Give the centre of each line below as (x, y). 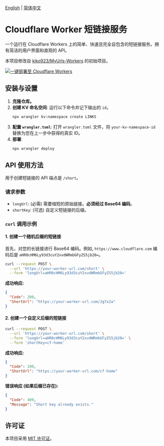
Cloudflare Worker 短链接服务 (66, 30)
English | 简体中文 (23, 8)
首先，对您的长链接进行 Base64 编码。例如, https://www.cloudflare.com (79, 248)
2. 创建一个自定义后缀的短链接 (36, 318)
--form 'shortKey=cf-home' (37, 343)
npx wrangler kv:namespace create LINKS (54, 117)
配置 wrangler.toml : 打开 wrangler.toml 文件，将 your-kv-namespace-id (84, 127)
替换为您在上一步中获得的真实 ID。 (47, 133)
